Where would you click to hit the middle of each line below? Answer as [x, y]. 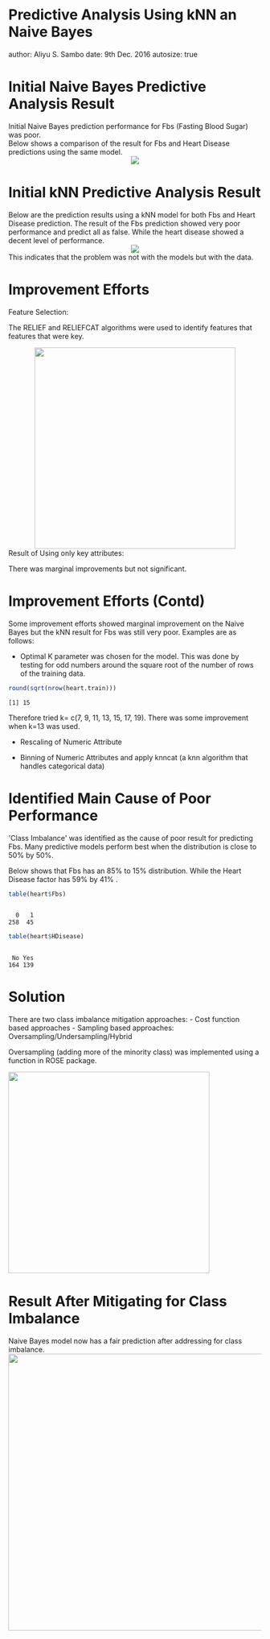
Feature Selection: [39, 312]
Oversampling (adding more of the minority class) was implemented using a [134, 1052]
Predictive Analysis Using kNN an [123, 15]
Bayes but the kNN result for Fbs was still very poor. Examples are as [123, 632]
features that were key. [46, 336]
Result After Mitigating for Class [118, 1302]
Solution [37, 997]
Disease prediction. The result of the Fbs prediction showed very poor [125, 223]
